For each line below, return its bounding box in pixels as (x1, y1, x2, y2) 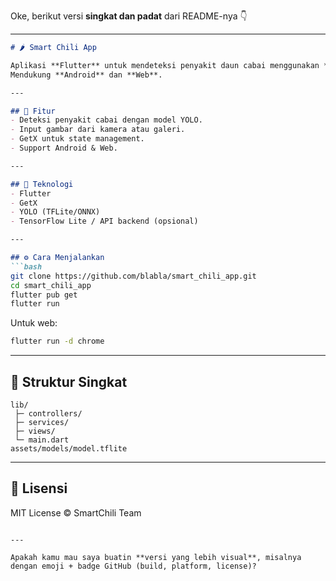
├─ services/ (14, 417, 70, 427)
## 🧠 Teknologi (10, 179, 74, 189)
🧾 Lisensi (10, 480, 68, 497)
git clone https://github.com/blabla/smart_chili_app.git (10, 271, 257, 281)
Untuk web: (10, 317, 58, 329)
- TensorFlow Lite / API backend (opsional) (10, 216, 199, 227)
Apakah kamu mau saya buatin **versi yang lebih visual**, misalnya (10, 552, 302, 562)
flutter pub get (10, 290, 78, 300)
